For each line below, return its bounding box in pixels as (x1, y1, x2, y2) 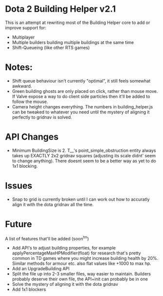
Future (5, 218, 33, 230)
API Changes (5, 131, 59, 143)
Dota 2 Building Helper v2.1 (5, 3, 116, 15)
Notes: (5, 62, 33, 73)
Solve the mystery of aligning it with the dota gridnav (12, 281, 118, 287)
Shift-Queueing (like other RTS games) (12, 44, 90, 50)
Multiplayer (12, 34, 35, 40)
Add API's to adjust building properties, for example (12, 245, 116, 251)
